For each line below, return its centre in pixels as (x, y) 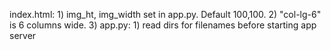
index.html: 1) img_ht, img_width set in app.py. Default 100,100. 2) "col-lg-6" (165, 14)
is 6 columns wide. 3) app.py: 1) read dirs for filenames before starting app (163, 25)
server (23, 35)
